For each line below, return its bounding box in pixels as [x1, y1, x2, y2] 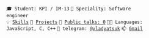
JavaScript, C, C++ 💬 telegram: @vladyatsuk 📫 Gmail [6, 26, 144, 32]
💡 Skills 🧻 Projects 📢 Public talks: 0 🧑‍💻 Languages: [6, 19, 143, 25]
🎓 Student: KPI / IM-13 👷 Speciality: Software [6, 6, 131, 12]
